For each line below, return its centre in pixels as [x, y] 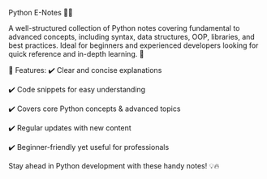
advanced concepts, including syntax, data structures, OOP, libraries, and [132, 37]
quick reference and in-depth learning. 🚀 [76, 54]
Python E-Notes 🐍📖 [41, 13]
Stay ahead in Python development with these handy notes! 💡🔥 [114, 166]
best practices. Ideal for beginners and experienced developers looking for [133, 45]
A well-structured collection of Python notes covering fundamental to [124, 28]
